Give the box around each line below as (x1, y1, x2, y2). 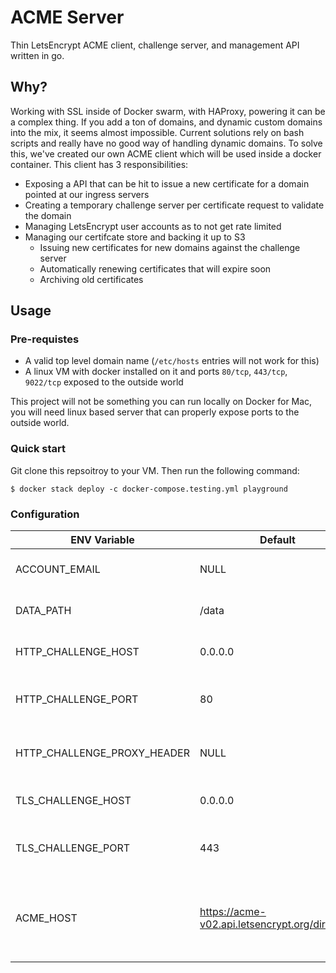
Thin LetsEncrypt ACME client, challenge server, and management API (10, 39, 300, 51)
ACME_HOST (15, 911, 78, 925)
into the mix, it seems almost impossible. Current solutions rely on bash (10, 126, 305, 138)
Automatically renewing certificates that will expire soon (39, 262, 272, 275)
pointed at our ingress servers (24, 188, 150, 200)
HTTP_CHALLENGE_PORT (15, 692, 139, 706)
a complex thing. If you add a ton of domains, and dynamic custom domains (10, 116, 323, 128)
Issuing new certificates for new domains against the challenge (39, 241, 301, 253)
